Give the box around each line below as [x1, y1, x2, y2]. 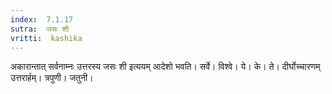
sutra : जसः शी [10, 24, 70, 34]
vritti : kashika [10, 33, 83, 43]
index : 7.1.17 [10, 14, 74, 25]
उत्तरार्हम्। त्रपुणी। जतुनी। [10, 72, 94, 84]
